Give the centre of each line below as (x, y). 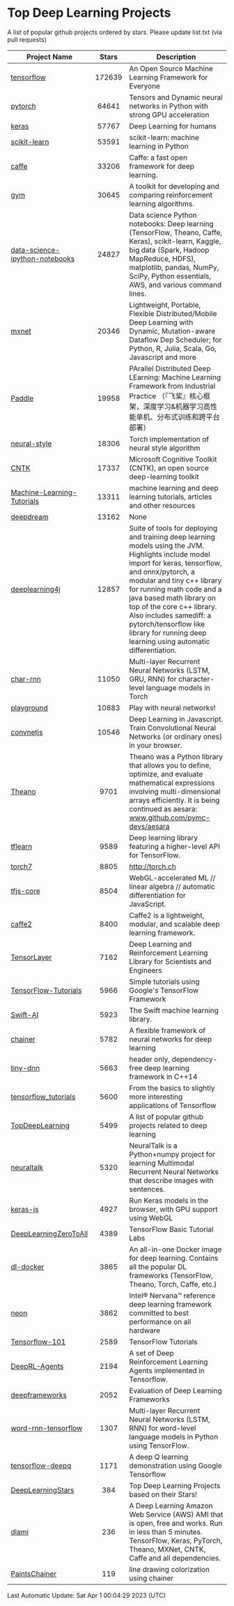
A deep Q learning (158, 1457)
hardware (145, 1330)
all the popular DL (157, 1266)
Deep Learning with (161, 322)
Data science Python (163, 215)
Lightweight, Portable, (165, 305)
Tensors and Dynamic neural (175, 97)
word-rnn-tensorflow (47, 1428)
